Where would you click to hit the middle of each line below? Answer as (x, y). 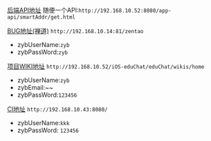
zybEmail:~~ (35, 87)
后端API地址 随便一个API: (43, 10)
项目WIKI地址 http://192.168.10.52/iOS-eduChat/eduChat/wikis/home (106, 66)
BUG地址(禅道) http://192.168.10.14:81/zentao (75, 31)
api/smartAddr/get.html (42, 17)
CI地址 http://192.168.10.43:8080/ (58, 109)
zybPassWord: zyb (42, 52)
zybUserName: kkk (43, 123)
